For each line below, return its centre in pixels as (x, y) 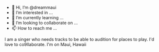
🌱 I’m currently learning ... (38, 18)
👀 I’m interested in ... (32, 13)
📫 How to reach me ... (34, 28)
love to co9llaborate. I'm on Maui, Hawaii (45, 44)
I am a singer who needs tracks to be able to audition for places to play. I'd (79, 39)
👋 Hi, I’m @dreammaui (34, 7)
